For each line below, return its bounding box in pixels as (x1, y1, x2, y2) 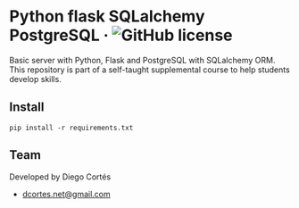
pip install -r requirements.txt (9, 123, 134, 132)
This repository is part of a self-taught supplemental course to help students (9, 64, 290, 75)
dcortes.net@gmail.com (21, 188, 111, 199)
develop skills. (9, 73, 62, 84)
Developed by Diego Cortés (9, 171, 112, 182)
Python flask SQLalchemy (9, 6, 205, 27)
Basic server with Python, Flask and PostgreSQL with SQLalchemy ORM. (9, 54, 276, 65)
